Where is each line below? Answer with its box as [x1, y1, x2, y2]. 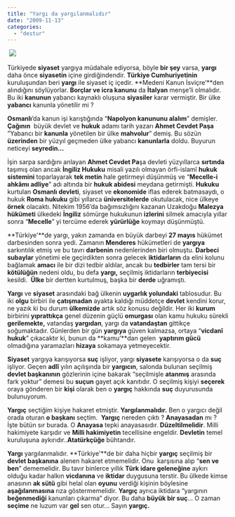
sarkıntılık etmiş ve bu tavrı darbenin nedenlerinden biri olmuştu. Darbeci [7, 246, 220, 255]
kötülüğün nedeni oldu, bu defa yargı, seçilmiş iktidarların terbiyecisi [7, 268, 209, 277]
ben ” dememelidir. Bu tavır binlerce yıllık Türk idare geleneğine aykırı [7, 464, 208, 473]
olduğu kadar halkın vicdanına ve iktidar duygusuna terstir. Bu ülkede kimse [7, 471, 228, 481]
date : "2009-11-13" [7, 17, 65, 24]
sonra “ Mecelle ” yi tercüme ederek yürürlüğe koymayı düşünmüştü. [7, 217, 205, 226]
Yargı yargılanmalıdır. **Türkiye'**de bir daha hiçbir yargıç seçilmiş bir [7, 450, 213, 458]
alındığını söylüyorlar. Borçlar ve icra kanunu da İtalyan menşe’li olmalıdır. [7, 86, 222, 95]
